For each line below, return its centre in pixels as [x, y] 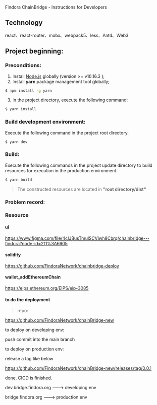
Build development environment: [45, 122]
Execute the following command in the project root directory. [67, 133]
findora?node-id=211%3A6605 [36, 243]
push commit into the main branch [40, 339]
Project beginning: [34, 51]
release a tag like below [29, 359]
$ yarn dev [16, 142]
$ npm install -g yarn [28, 91]
